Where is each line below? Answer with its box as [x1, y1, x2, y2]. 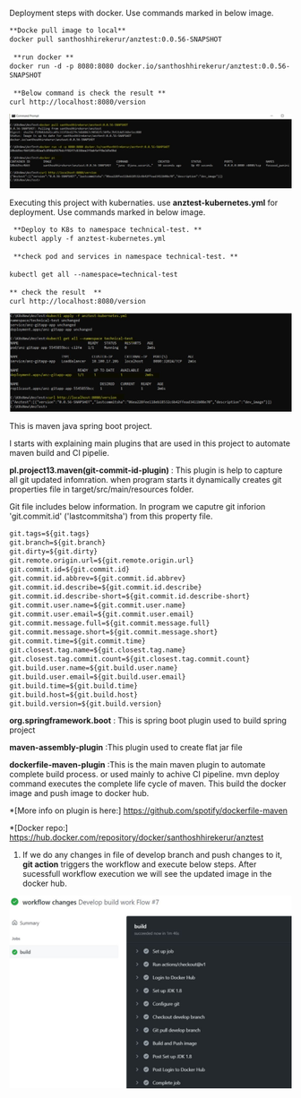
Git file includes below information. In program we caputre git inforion [9, 502, 266, 512]
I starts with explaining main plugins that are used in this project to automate [9, 438, 291, 449]
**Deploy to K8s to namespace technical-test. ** [13, 226, 202, 235]
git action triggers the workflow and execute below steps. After [21, 859, 257, 870]
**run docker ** [13, 53, 74, 62]
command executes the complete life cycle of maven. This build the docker [9, 778, 287, 789]
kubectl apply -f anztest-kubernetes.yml [9, 235, 167, 244]
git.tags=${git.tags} [9, 529, 90, 538]
